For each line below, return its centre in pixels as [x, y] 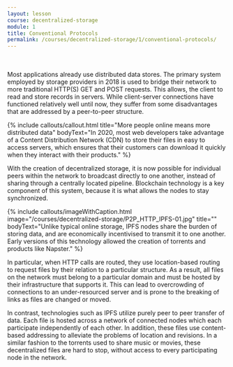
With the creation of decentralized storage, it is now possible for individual [114, 168]
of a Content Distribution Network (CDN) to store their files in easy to [106, 140]
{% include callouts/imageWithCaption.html [70, 212]
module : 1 [22, 27]
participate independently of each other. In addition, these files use [104, 328]
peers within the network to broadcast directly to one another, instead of [112, 176]
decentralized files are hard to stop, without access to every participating [112, 350]
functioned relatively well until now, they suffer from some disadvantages [112, 104]
